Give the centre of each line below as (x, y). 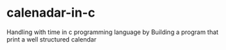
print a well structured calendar (52, 39)
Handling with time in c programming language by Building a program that (113, 32)
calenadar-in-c (51, 13)
